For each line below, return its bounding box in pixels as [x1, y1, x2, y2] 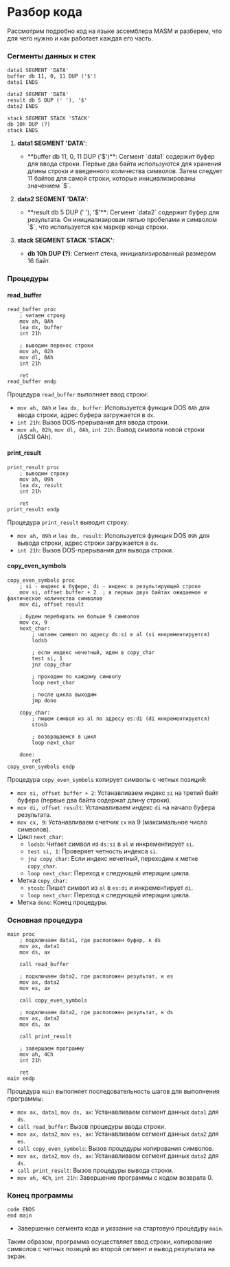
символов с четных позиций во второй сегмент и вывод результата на [7, 1245, 215, 1253]
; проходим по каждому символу [32, 673, 122, 680]
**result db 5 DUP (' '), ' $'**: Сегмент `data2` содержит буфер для [27, 208, 220, 216]
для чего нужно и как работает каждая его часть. [7, 34, 153, 42]
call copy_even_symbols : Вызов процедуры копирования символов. [16, 1145, 214, 1153]
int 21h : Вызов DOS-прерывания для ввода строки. [16, 418, 170, 427]
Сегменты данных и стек [7, 51, 96, 60]
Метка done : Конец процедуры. [16, 898, 108, 906]
